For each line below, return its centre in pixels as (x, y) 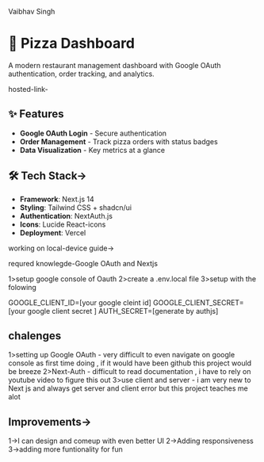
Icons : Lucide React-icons (63, 224)
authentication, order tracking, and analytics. (81, 74)
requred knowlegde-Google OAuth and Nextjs (83, 263)
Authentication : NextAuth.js (66, 216)
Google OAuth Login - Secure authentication (93, 133)
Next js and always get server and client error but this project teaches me (128, 388)
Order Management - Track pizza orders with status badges (119, 141)
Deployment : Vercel (53, 232)
